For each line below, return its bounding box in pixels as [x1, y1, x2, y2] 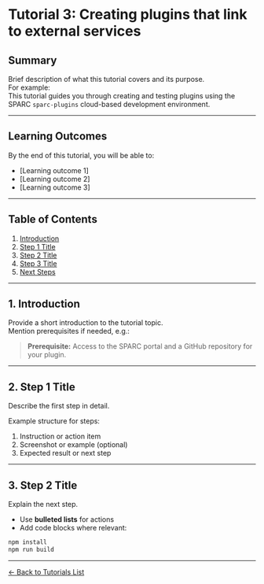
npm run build [8, 545, 55, 553]
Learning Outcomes [8, 130, 108, 143]
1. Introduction [8, 298, 80, 311]
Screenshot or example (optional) [19, 440, 128, 449]
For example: [8, 83, 51, 92]
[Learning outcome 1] [19, 165, 89, 175]
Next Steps [19, 267, 57, 276]
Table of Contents [8, 213, 98, 226]
